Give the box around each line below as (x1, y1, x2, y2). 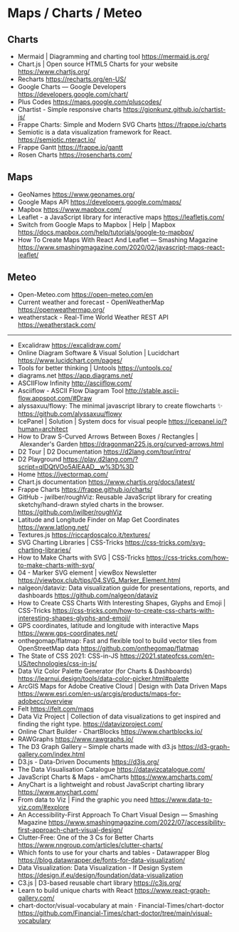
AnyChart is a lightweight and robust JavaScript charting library (17, 780, 205, 788)
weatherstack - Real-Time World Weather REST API (17, 313, 169, 321)
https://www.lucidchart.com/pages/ (17, 356, 123, 365)
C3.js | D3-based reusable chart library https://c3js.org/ (17, 878, 181, 887)
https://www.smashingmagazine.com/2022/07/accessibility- (48, 817, 226, 827)
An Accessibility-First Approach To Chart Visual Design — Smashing (17, 810, 218, 819)
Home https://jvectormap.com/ (17, 470, 109, 478)
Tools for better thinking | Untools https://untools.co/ (17, 363, 172, 372)
